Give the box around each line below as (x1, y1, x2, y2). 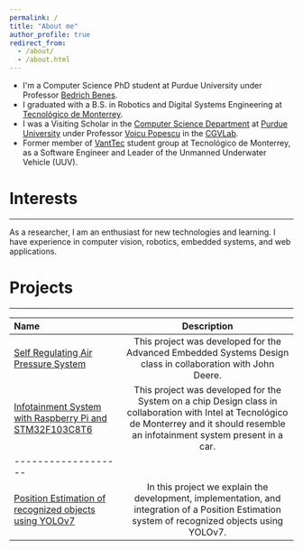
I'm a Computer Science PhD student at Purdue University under (22, 80, 262, 90)
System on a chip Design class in (137, 395, 278, 407)
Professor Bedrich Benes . (22, 89, 118, 100)
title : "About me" (9, 22, 78, 31)
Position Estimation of (14, 491, 106, 504)
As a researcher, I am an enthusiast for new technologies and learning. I (9, 227, 277, 238)
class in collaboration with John (141, 358, 275, 370)
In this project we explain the (146, 480, 269, 493)
